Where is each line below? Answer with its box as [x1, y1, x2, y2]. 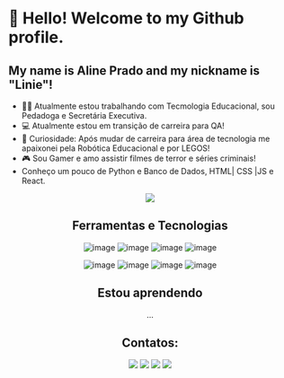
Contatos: [121, 336, 179, 351]
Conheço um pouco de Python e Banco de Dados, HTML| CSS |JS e [21, 166, 274, 176]
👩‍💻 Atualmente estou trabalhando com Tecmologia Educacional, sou [21, 101, 275, 111]
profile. [8, 27, 65, 48]
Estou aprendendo [97, 286, 203, 301]
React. [21, 175, 46, 186]
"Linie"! [8, 76, 53, 92]
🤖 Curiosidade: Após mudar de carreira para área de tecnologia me [21, 134, 271, 144]
